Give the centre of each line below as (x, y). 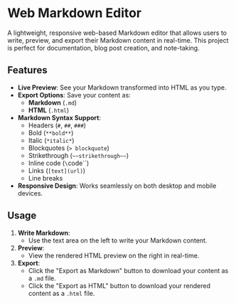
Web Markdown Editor (75, 13)
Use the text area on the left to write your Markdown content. (118, 240)
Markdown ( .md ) (52, 102)
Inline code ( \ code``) (59, 163)
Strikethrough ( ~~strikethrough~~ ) (79, 155)
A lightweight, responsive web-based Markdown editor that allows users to (117, 33)
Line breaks (45, 178)
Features (27, 70)
